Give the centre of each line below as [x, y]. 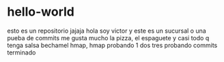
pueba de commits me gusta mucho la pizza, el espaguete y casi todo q [108, 37]
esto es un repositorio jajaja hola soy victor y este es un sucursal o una [107, 31]
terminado [22, 52]
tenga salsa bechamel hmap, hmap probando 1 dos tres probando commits [112, 45]
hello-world [41, 12]
